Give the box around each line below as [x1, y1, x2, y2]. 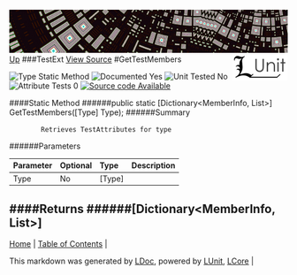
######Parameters [9, 141, 81, 151]
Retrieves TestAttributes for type [41, 125, 172, 134]
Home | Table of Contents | [9, 238, 108, 248]
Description [131, 160, 176, 171]
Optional [59, 160, 93, 171]
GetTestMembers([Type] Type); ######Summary [9, 107, 191, 118]
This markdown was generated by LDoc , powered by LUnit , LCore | [9, 256, 255, 266]
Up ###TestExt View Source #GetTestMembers [9, 54, 182, 65]
